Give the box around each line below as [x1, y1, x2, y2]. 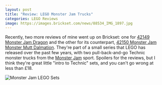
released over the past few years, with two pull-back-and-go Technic [5, 50, 145, 56]
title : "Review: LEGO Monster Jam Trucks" [5, 12, 93, 17]
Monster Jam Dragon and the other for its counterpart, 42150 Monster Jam [5, 40, 157, 45]
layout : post [5, 7, 32, 12]
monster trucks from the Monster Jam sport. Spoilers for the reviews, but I [5, 55, 156, 61]
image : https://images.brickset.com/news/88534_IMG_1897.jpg [5, 21, 133, 26]
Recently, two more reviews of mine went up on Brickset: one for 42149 [5, 34, 150, 40]
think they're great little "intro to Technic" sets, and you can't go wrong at [5, 60, 154, 66]
